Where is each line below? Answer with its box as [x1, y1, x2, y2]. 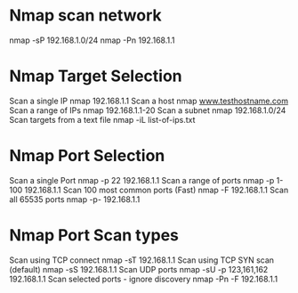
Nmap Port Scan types [9, 225, 180, 245]
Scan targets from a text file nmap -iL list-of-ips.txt [9, 114, 196, 125]
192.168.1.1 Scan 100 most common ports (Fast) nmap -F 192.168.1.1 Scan [24, 184, 289, 195]
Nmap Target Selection [9, 66, 182, 86]
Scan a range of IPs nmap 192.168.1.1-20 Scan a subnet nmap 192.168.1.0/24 [9, 104, 286, 116]
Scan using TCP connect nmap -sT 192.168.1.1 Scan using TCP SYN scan [9, 255, 274, 265]
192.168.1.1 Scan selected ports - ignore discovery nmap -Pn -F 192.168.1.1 [9, 273, 278, 284]
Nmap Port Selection [9, 146, 165, 166]
